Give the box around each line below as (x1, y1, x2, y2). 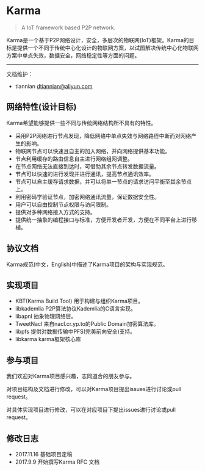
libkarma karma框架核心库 (15, 336, 81, 343)
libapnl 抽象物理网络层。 (15, 312, 77, 320)
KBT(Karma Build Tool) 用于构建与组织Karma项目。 (15, 297, 144, 305)
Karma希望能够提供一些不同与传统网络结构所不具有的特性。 (6, 119, 157, 126)
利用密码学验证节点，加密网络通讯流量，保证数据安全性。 (15, 193, 160, 200)
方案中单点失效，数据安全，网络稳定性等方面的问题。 (6, 51, 140, 59)
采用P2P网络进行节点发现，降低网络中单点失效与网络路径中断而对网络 (15, 132, 192, 139)
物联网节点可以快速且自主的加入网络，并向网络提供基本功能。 (15, 147, 171, 154)
